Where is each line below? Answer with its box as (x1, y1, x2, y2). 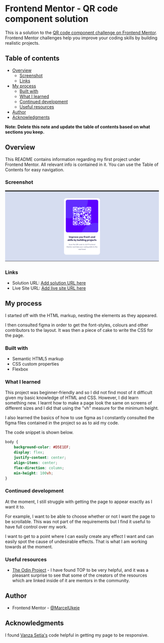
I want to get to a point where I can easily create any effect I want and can (5, 533, 154, 539)
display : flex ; (14, 450, 45, 455)
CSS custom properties (12, 361, 60, 367)
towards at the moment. (5, 543, 53, 550)
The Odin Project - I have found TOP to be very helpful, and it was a (12, 567, 149, 573)
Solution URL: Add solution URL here (12, 280, 86, 286)
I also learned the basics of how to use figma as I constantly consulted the (5, 415, 155, 421)
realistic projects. (5, 40, 40, 46)
